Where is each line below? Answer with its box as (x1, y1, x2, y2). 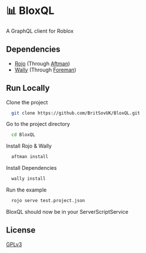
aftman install (11, 154, 49, 160)
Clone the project (6, 98, 48, 105)
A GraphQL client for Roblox (6, 27, 74, 35)
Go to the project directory (6, 121, 70, 128)
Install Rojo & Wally (6, 142, 52, 149)
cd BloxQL (11, 132, 35, 138)
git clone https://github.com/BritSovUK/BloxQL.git (11, 110, 141, 116)
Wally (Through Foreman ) (14, 66, 77, 73)
